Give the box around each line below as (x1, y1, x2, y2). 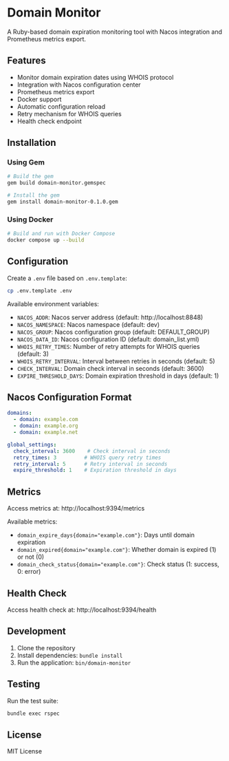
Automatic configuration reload (17, 102, 105, 111)
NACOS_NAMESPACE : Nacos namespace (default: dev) (17, 320, 160, 328)
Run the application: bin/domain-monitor (17, 658, 131, 667)
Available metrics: (7, 517, 58, 526)
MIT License (7, 747, 43, 755)
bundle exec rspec (7, 710, 60, 717)
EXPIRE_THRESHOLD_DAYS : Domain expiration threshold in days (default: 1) (17, 372, 219, 380)
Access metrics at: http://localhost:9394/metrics (7, 504, 145, 513)
